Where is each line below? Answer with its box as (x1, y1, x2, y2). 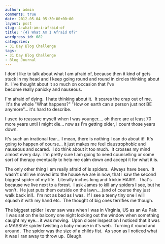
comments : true (5, 12, 36, 17)
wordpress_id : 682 (5, 35, 43, 40)
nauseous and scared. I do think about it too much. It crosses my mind (5, 146, 150, 152)
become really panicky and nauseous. (5, 86, 82, 92)
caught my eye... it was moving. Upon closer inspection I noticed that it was (5, 217, 160, 223)
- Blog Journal (5, 57, 36, 62)
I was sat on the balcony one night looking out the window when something (6, 212, 160, 218)
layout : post (5, 21, 32, 26)
